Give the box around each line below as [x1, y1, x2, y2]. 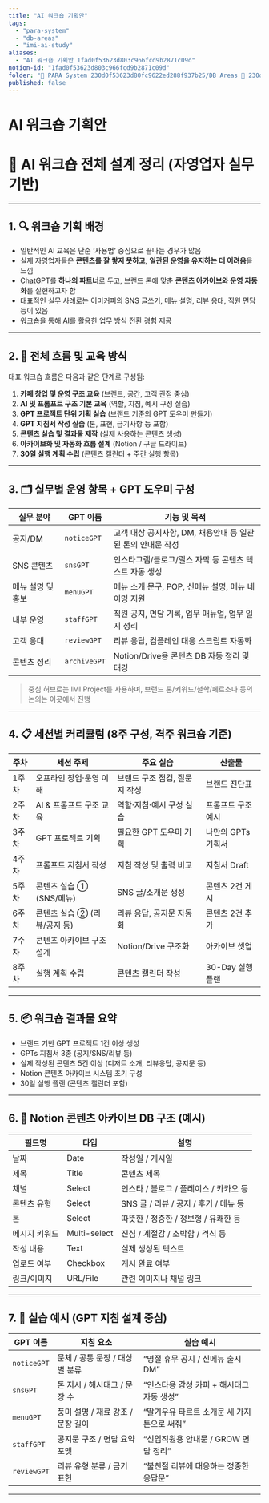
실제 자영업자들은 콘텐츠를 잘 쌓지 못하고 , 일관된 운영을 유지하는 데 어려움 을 [19, 256, 253, 265]
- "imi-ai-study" [15, 42, 74, 50]
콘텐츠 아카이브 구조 [35, 934, 106, 945]
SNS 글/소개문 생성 [117, 886, 186, 897]
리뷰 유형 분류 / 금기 [57, 1461, 128, 1472]
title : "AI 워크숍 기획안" [8, 11, 88, 20]
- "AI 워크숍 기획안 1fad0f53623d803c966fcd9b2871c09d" [15, 57, 196, 65]
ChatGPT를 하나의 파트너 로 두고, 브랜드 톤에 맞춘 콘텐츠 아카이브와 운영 [19, 276, 243, 285]
